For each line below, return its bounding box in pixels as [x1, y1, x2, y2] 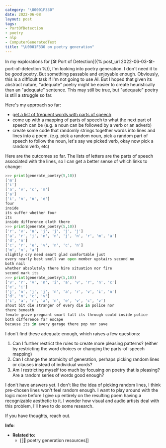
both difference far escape [5, 317, 64, 322]
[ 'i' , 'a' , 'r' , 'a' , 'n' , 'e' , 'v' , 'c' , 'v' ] [5, 298, 106, 303]
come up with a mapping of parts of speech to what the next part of [12, 117, 152, 123]
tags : [5, 21, 16, 26]
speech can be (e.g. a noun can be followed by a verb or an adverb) [12, 122, 152, 128]
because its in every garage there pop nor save [5, 321, 108, 327]
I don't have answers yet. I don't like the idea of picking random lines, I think [5, 382, 161, 388]
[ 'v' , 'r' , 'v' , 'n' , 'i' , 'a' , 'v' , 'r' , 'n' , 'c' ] [5, 280, 117, 285]
